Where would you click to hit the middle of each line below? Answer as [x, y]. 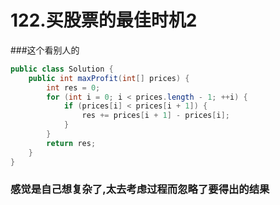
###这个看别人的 [45, 50]
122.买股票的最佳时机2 [104, 20]
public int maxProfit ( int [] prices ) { [109, 78]
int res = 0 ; [73, 87]
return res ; [71, 143]
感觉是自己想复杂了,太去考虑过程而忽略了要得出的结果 [140, 189]
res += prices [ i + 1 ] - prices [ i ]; [155, 116]
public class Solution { [62, 69]
